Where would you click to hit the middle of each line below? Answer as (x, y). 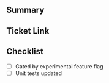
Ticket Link (28, 31)
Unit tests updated (39, 73)
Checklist (25, 52)
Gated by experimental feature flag (59, 66)
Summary (25, 10)
